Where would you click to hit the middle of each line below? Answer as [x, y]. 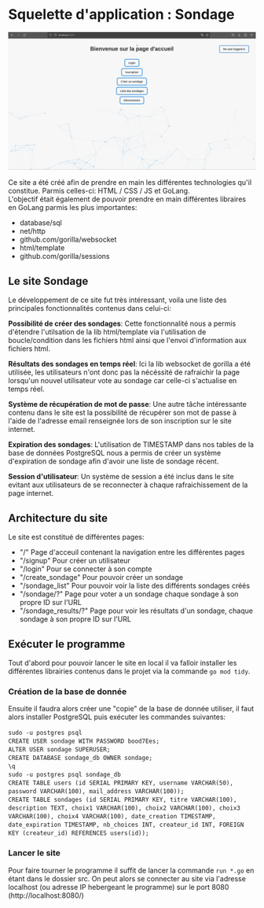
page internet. [31, 493]
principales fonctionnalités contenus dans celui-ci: [90, 308]
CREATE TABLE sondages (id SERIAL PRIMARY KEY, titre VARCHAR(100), [123, 800]
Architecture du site [58, 518]
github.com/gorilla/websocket [68, 240]
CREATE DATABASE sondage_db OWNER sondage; [81, 758]
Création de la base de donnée [68, 692]
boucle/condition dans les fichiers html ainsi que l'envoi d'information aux [128, 341]
